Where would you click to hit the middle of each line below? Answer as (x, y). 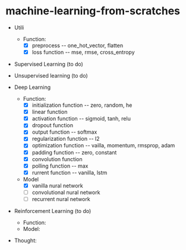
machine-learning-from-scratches (93, 11)
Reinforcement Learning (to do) (53, 211)
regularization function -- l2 (66, 139)
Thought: (25, 240)
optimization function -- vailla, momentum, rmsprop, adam (103, 146)
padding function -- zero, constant (74, 152)
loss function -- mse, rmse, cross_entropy (83, 52)
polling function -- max (60, 166)
